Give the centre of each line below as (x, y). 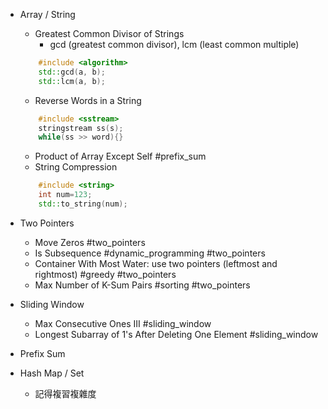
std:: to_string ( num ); (83, 204)
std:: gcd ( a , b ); (72, 72)
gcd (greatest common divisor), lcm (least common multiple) (174, 44)
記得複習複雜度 (65, 393)
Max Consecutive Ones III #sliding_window (123, 323)
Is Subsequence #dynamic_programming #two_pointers (150, 253)
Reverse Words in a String (88, 100)
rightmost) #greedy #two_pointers (105, 274)
